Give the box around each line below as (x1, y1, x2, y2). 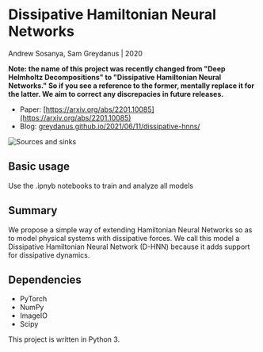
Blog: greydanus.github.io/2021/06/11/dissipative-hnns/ (19, 121, 200, 131)
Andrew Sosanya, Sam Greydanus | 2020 (8, 48, 143, 58)
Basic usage (8, 160, 70, 174)
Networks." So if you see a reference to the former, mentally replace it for (8, 81, 255, 90)
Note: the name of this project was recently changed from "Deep (8, 63, 226, 73)
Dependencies (8, 273, 82, 286)
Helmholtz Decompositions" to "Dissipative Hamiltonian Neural (8, 72, 222, 82)
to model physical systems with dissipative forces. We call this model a (8, 233, 240, 243)
